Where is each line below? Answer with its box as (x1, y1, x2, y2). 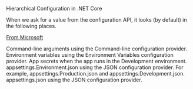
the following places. (6, 23, 57, 29)
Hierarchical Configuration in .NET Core (6, 5, 102, 12)
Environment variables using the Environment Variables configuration (6, 52, 174, 58)
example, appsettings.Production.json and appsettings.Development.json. (6, 70, 185, 77)
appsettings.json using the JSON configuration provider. (6, 76, 142, 83)
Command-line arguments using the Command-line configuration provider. (6, 45, 187, 52)
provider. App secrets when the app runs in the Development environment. (6, 58, 187, 64)
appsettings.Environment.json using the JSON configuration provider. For (6, 64, 184, 71)
